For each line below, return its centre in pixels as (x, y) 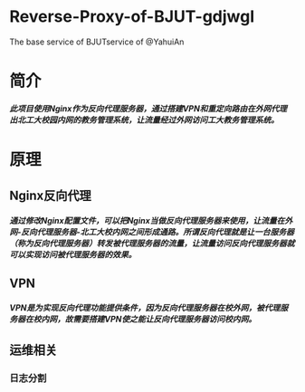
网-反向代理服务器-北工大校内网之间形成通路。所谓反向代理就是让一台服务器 (152, 232)
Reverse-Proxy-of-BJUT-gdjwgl (132, 17)
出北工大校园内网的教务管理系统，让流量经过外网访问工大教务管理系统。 (144, 120)
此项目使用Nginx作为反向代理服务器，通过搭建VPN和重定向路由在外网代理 (148, 108)
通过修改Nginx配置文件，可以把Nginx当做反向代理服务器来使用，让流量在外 (151, 220)
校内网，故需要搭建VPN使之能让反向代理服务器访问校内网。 (145, 319)
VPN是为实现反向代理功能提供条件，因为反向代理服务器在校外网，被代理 (145, 307)
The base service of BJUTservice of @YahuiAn (97, 42)
